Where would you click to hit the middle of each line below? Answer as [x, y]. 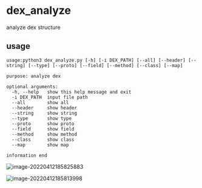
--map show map [40, 145]
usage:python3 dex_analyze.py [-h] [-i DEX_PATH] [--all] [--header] [96, 60]
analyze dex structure [33, 27]
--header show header [45, 108]
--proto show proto [43, 124]
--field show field [43, 129]
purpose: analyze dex [34, 76]
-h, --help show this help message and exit [72, 92]
